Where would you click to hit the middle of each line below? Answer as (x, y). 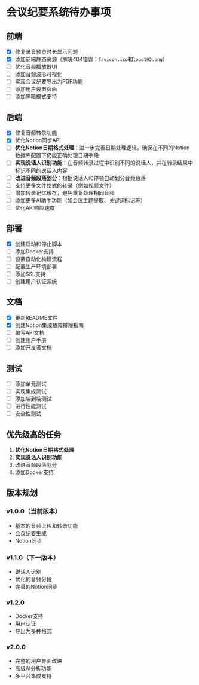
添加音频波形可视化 (39, 74)
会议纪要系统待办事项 (59, 12)
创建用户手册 (30, 340)
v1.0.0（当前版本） (34, 512)
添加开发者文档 (33, 348)
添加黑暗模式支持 (36, 97)
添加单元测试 (30, 384)
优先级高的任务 (34, 434)
